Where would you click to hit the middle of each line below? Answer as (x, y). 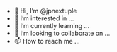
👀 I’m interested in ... (44, 18)
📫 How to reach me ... (47, 41)
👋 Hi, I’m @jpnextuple (45, 11)
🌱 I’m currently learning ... (52, 26)
